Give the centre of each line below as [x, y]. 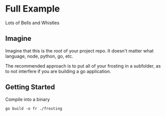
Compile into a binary [28, 99]
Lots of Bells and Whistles [32, 23]
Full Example [32, 9]
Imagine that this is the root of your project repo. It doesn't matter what [79, 50]
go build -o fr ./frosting [34, 108]
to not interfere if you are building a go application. [58, 71]
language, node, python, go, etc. [39, 56]
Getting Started [30, 87]
